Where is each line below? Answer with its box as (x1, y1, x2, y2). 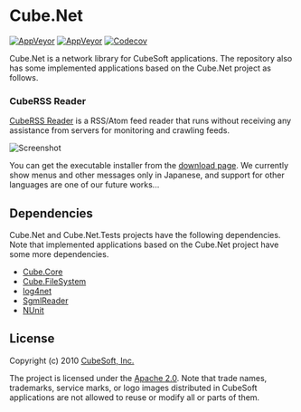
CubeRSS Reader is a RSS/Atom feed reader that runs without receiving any (9, 115, 292, 127)
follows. (9, 72, 39, 82)
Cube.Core (22, 266, 63, 277)
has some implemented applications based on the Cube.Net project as (9, 62, 271, 73)
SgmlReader (22, 295, 69, 306)
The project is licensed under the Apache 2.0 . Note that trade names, (9, 372, 268, 383)
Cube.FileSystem (22, 276, 87, 287)
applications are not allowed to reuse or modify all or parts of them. (9, 391, 260, 403)
